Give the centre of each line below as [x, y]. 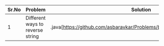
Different [36, 18]
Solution [141, 10]
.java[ [57, 27]
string [32, 36]
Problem [36, 10]
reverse [34, 30]
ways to [35, 24]
